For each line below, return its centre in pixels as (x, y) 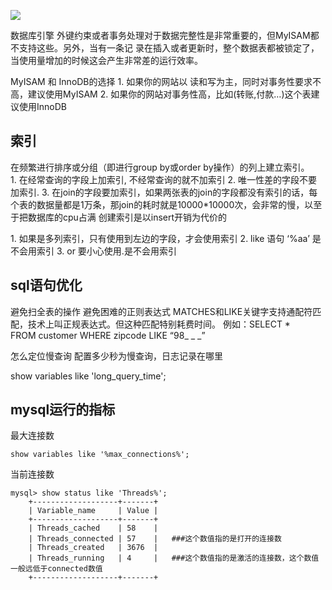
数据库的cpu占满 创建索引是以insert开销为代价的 (127, 217)
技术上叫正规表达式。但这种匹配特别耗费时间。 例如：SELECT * (159, 324)
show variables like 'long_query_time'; (88, 376)
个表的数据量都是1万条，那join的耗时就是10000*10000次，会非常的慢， (157, 204)
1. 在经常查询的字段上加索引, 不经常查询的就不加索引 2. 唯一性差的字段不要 (164, 179)
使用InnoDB (42, 106)
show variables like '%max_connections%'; (100, 455)
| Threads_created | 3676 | (93, 548)
